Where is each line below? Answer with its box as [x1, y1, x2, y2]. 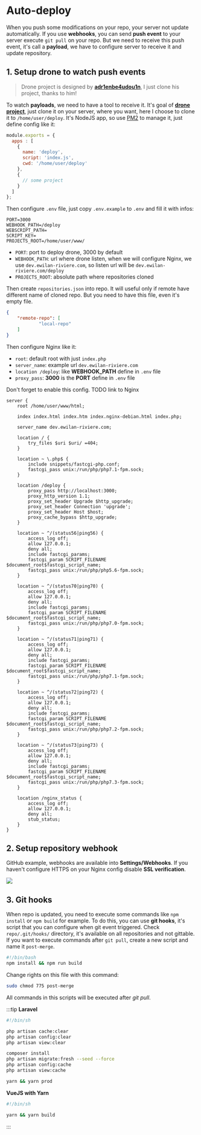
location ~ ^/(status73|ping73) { [17, 742, 104, 748]
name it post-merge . [6, 943, 56, 950]
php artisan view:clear [6, 1039, 66, 1045]
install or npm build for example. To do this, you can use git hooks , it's [6, 917, 185, 924]
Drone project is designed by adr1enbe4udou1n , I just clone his [21, 83, 180, 90]
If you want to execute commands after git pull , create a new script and [6, 936, 188, 944]
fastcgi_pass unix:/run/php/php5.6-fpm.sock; [28, 567, 145, 573]
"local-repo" [38, 321, 71, 327]
